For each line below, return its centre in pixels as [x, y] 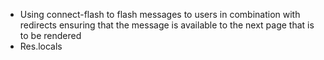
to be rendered [50, 35]
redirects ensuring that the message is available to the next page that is [167, 25]
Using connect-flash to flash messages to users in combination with [160, 14]
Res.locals [41, 46]
